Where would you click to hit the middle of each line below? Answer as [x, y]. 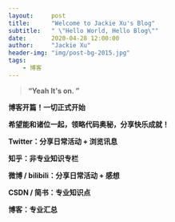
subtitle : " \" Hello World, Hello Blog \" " [84, 30]
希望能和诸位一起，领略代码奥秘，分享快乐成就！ [89, 124]
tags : [17, 61]
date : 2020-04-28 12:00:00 [64, 38]
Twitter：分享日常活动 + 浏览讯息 [63, 141]
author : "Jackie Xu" [50, 46]
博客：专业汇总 [33, 209]
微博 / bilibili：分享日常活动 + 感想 [64, 175]
